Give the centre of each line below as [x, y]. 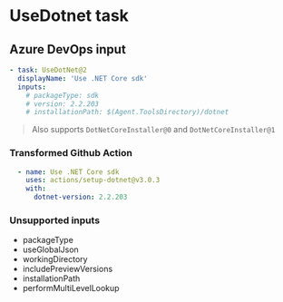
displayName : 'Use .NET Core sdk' [83, 78]
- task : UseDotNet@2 [49, 70]
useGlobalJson [50, 249]
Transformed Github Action [71, 153]
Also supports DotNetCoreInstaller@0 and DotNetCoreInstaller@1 [153, 130]
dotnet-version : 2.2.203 [80, 197]
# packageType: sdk [63, 95]
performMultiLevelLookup [71, 288]
